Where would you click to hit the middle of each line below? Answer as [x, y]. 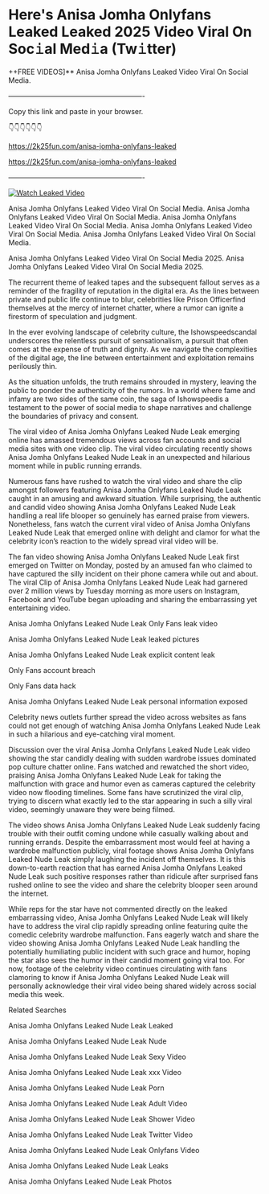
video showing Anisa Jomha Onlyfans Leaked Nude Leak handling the [124, 943]
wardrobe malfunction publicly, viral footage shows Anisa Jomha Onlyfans [131, 851]
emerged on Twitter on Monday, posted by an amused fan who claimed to [130, 565]
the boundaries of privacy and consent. [73, 416]
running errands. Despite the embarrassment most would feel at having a [129, 842]
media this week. [37, 994]
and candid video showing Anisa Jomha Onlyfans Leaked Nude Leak [122, 507]
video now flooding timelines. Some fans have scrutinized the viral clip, [126, 792]
